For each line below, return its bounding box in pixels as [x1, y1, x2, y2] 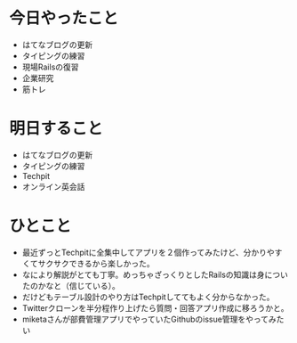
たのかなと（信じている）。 [21, 280, 120, 290]
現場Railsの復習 [21, 61, 79, 72]
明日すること [9, 118, 104, 139]
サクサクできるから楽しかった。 [37, 257, 156, 268]
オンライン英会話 [21, 181, 85, 192]
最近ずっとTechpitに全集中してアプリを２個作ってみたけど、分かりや [21, 247, 275, 257]
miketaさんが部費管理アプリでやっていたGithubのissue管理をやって [21, 314, 269, 324]
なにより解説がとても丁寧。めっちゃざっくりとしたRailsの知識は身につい [21, 269, 289, 280]
